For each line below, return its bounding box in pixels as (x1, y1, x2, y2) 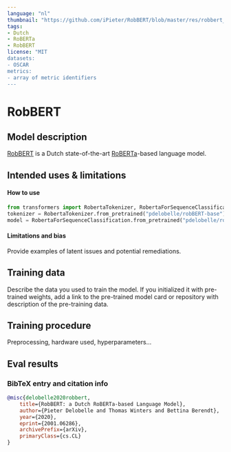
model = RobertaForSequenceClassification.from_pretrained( (7, 216, 184, 224)
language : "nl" (7, 10, 51, 17)
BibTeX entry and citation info (7, 378, 109, 388)
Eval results (7, 358, 58, 369)
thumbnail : (7, 17, 38, 23)
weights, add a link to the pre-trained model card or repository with (28, 292, 219, 300)
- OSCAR (7, 61, 30, 68)
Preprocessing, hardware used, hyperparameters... (7, 338, 152, 347)
